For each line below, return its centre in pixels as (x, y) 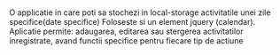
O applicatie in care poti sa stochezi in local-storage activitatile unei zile (140, 12)
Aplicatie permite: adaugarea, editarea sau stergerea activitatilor (126, 31)
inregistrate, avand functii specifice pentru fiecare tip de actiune (126, 40)
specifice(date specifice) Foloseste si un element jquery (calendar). (132, 21)
